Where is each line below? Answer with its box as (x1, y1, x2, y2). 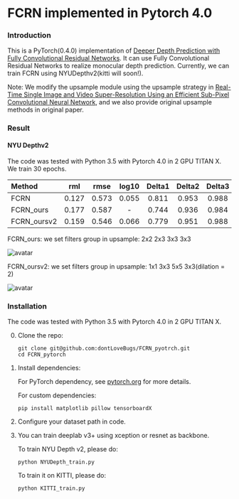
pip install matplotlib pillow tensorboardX (17, 404, 152, 412)
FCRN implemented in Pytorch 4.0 (7, 5, 213, 21)
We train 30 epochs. (7, 164, 67, 173)
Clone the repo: (17, 331, 64, 339)
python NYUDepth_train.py (17, 458, 95, 466)
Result (7, 123, 31, 133)
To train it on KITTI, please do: (17, 471, 107, 479)
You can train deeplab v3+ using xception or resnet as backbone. (17, 431, 210, 439)
